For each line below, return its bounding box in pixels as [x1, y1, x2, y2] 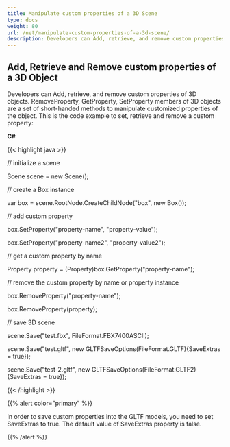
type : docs [7, 16, 38, 23]
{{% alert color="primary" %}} [7, 399, 93, 407]
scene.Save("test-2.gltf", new [7, 365, 90, 374]
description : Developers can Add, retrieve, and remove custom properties [7, 36, 225, 43]
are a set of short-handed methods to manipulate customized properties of [7, 104, 218, 112]
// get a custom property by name [7, 252, 103, 260]
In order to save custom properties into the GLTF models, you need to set [7, 412, 214, 420]
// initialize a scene [7, 158, 60, 167]
